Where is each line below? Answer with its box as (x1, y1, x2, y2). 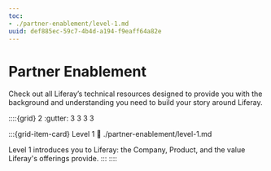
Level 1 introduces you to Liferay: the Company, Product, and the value (8, 145, 246, 155)
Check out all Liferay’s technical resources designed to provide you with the (8, 89, 263, 99)
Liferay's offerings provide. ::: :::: (8, 154, 118, 164)
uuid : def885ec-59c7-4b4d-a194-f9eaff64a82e (8, 27, 162, 35)
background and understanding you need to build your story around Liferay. (8, 98, 263, 107)
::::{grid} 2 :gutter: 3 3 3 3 (8, 113, 95, 123)
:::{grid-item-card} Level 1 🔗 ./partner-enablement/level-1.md (8, 129, 212, 139)
